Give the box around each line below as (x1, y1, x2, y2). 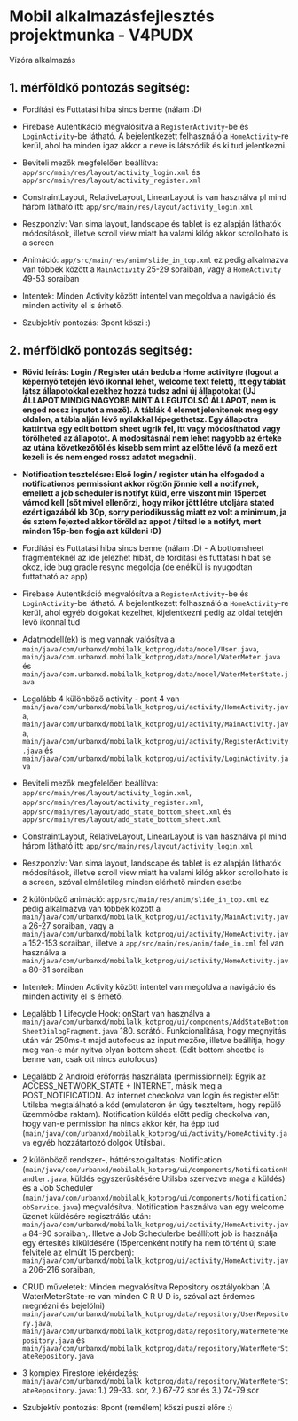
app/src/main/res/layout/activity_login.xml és (21, 166, 200, 177)
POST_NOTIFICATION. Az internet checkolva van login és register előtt (21, 1090, 280, 1100)
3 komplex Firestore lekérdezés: (21, 1367, 139, 1378)
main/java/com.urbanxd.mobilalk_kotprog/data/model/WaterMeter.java (21, 652, 281, 661)
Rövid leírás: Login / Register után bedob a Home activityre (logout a (21, 366, 279, 377)
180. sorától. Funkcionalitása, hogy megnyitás (119, 1025, 286, 1036)
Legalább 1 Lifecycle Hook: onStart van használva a (21, 1008, 211, 1018)
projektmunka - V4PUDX (9, 25, 194, 45)
